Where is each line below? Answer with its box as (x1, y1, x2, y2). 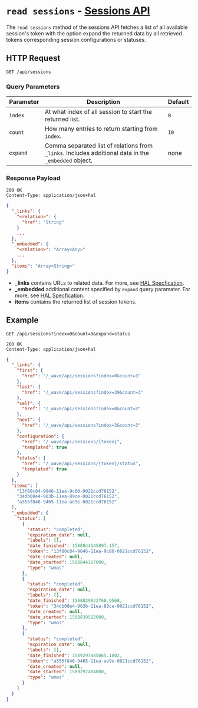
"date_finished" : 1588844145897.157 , (27, 543, 120, 549)
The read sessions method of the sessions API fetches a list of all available (6, 24, 188, 31)
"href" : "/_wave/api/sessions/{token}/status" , (21, 461, 141, 467)
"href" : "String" (21, 219, 65, 225)
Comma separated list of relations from (44, 141, 153, 150)
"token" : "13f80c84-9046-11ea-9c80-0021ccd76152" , (27, 548, 154, 555)
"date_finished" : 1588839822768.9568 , (27, 598, 123, 604)
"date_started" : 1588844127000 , (27, 559, 107, 565)
